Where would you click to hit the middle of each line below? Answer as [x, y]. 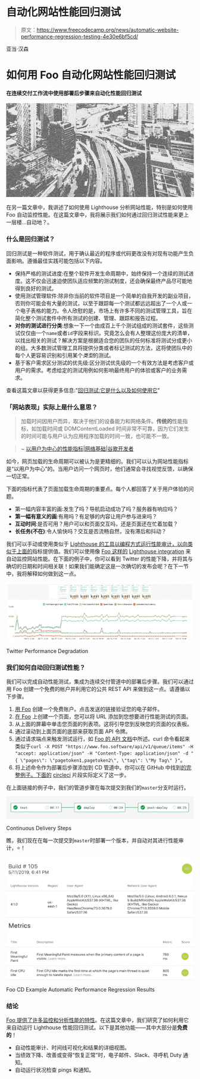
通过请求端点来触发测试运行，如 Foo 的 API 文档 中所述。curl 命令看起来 [102, 739]
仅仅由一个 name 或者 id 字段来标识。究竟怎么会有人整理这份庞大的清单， [106, 333]
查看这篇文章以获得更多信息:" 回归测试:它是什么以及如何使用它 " [83, 390]
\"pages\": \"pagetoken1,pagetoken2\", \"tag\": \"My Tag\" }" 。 [103, 760]
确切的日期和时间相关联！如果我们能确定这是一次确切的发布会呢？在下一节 [97, 566]
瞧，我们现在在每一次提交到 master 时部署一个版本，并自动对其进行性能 [92, 840]
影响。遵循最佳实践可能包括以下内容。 [58, 261]
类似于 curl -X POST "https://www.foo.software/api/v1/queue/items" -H [104, 746]
